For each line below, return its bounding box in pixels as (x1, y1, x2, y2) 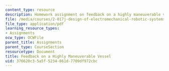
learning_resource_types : (5, 26, 59, 31)
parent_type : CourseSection (5, 44, 64, 49)
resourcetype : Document (5, 49, 55, 54)
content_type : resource (5, 7, 55, 12)
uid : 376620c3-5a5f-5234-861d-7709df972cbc (5, 58, 98, 63)
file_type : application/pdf (5, 21, 64, 26)
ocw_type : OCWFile (5, 35, 44, 40)
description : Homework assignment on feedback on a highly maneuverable (5, 12, 161, 17)
